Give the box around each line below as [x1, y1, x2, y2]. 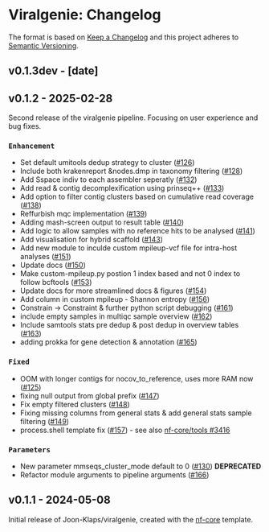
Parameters [8, 445, 51, 454]
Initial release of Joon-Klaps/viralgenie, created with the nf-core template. [8, 514, 254, 524]
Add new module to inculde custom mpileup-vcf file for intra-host [19, 243, 238, 253]
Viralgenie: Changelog [8, 6, 162, 24]
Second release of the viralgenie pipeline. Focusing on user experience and [8, 113, 259, 122]
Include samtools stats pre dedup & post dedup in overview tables [19, 320, 239, 330]
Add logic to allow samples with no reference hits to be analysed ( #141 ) [19, 226, 255, 236]
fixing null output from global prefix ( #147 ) [19, 390, 160, 400]
